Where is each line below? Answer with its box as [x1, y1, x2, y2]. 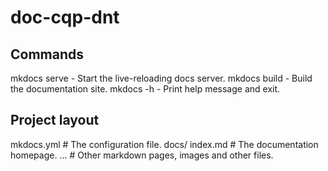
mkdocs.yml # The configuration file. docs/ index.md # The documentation [10, 138, 319, 150]
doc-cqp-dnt [10, 6, 120, 29]
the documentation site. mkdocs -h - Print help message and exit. [10, 83, 281, 95]
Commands [10, 46, 85, 63]
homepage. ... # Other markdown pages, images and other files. [10, 149, 274, 161]
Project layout [10, 112, 100, 129]
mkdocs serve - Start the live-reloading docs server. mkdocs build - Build [10, 72, 313, 84]
